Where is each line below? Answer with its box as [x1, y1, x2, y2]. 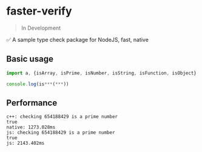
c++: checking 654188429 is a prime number [6, 114, 118, 120]
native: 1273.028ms [6, 124, 56, 131]
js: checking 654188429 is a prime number [6, 130, 115, 136]
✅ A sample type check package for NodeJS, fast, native [6, 36, 149, 43]
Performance [6, 97, 58, 108]
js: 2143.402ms [6, 140, 45, 147]
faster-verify [6, 4, 72, 18]
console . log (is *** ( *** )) [6, 81, 69, 87]
